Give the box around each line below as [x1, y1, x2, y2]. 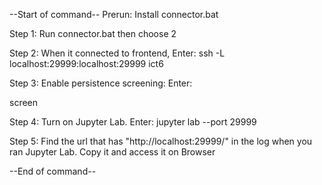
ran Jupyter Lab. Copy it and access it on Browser [9, 146, 216, 158]
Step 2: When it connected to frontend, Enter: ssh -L [9, 47, 226, 59]
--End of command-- [9, 165, 97, 177]
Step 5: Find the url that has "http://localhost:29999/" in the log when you [9, 135, 313, 147]
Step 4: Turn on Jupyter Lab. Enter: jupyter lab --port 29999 [9, 116, 257, 128]
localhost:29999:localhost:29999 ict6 [9, 58, 164, 69]
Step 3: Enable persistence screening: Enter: [9, 77, 193, 89]
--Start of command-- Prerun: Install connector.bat [9, 9, 219, 20]
